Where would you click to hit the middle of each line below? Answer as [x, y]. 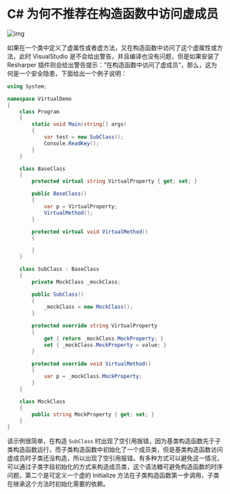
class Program [39, 111]
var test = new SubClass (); [84, 137]
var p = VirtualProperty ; [80, 207]
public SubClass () [58, 294]
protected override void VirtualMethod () [92, 364]
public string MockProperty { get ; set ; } [93, 414]
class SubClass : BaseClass [59, 269]
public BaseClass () [60, 194]
